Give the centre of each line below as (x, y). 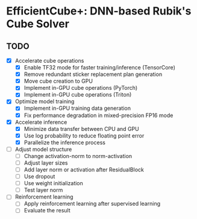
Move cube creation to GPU (58, 81)
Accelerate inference (41, 122)
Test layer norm (43, 190)
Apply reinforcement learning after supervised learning (92, 204)
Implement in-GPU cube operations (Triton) (78, 95)
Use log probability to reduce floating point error (84, 135)
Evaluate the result (47, 211)
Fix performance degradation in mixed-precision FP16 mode (98, 115)
